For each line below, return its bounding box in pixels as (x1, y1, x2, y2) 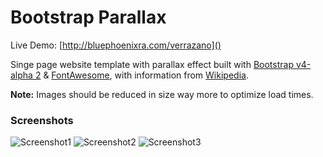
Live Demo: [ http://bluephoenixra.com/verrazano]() (10, 39, 222, 51)
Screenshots (10, 113, 74, 127)
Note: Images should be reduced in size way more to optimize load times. (10, 88, 314, 100)
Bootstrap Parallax (10, 6, 167, 29)
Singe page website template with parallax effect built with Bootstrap (10, 58, 294, 70)
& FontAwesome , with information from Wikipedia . (43, 69, 249, 81)
